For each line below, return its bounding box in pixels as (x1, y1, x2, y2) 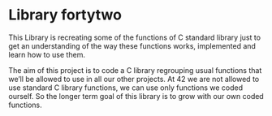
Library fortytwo (8, 6, 122, 24)
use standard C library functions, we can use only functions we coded (8, 83, 244, 92)
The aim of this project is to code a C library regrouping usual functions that (8, 65, 262, 75)
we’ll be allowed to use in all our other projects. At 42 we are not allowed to (8, 74, 260, 84)
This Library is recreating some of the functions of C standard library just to (8, 32, 261, 42)
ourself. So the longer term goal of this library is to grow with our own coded (8, 91, 264, 101)
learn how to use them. (8, 49, 85, 59)
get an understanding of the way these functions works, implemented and (8, 41, 256, 50)
